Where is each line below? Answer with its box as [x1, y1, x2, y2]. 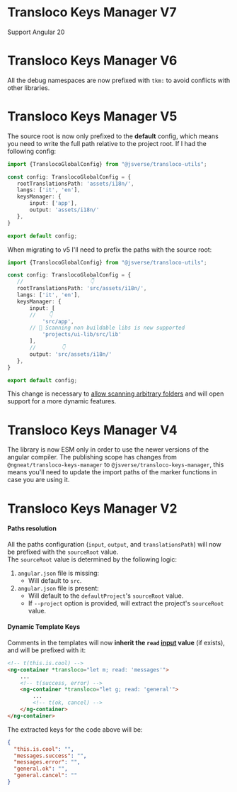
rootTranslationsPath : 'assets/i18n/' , [16, 180, 134, 187]
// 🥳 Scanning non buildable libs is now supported [29, 324, 185, 332]
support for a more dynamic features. [7, 397, 117, 406]
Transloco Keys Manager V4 [7, 422, 178, 438]
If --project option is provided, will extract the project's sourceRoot [28, 598, 224, 607]
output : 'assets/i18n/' [29, 206, 100, 213]
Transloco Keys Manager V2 [7, 501, 178, 516]
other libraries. [7, 83, 50, 92]
